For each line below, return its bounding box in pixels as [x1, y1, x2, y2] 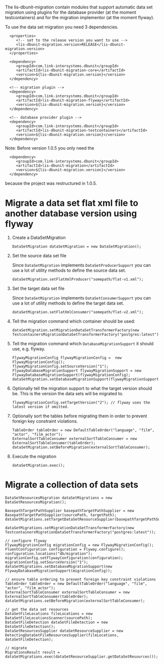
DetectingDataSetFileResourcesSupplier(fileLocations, [5, 633, 119, 638]
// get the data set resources [5, 607, 69, 612]
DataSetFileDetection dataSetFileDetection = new [5, 620, 108, 625]
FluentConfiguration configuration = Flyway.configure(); [5, 547, 125, 552]
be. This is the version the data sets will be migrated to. [12, 390, 123, 396]
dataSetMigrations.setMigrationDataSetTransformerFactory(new [5, 525, 134, 530]
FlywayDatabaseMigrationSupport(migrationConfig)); [5, 568, 112, 573]
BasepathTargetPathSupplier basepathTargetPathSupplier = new [5, 508, 134, 513]
